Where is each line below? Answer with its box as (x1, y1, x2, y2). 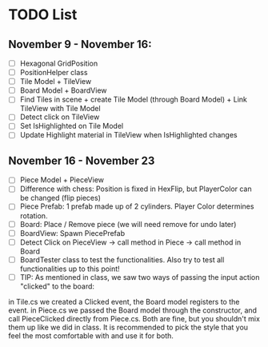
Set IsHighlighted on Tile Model (19, 122, 124, 131)
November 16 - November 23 (8, 154, 155, 167)
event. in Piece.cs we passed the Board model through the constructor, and (8, 305, 258, 315)
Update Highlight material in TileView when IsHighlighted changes (19, 130, 238, 140)
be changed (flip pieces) (19, 193, 102, 203)
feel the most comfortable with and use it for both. (8, 330, 174, 341)
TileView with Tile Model (19, 104, 102, 114)
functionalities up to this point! (19, 264, 120, 273)
